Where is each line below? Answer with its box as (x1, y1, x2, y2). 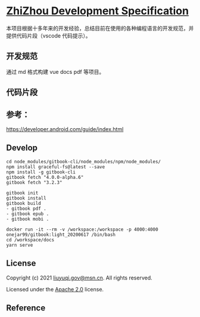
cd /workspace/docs (6, 237, 55, 243)
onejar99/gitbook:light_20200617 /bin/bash (6, 231, 116, 238)
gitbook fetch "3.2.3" (6, 179, 62, 185)
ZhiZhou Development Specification (6, 4, 189, 18)
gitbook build (6, 200, 42, 206)
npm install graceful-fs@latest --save (6, 164, 105, 170)
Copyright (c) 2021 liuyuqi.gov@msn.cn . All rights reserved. (6, 274, 153, 281)
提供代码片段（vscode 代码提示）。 (6, 32, 91, 39)
